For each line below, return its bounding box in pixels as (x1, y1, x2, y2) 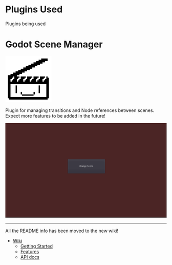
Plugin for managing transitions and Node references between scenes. (5, 107, 155, 113)
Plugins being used (5, 21, 46, 27)
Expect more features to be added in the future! (5, 112, 106, 119)
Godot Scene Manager (5, 39, 103, 50)
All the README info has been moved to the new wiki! (5, 228, 119, 234)
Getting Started (20, 243, 53, 250)
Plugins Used (5, 4, 63, 15)
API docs (20, 254, 40, 260)
